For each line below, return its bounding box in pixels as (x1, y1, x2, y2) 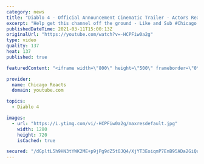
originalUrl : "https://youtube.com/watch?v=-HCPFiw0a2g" (6, 32, 154, 38)
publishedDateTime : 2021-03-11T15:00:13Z (6, 26, 113, 32)
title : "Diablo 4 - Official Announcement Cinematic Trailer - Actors (6, 15, 189, 21)
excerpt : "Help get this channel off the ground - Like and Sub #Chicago (6, 20, 197, 26)
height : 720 (17, 132, 47, 138)
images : (6, 115, 26, 121)
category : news (6, 9, 45, 15)
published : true (6, 54, 47, 60)
